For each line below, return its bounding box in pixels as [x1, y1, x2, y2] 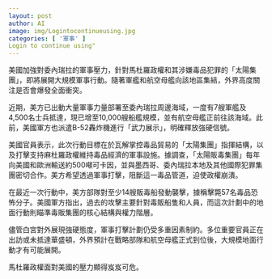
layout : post [8, 11, 53, 20]
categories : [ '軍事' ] [8, 34, 87, 43]
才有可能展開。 [15, 245, 66, 255]
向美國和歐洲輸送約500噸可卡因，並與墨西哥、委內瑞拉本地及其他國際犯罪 [8, 160, 256, 170]
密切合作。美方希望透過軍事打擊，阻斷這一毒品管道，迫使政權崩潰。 [15, 171, 243, 180]
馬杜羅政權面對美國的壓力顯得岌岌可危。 [8, 262, 143, 272]
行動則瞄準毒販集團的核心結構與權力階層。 [15, 208, 158, 218]
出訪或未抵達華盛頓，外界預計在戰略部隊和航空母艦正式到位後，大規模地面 [8, 235, 257, 245]
